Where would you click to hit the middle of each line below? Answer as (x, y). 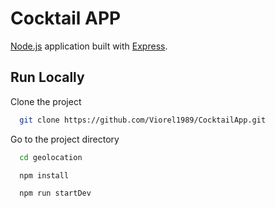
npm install (44, 175)
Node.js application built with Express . (89, 46)
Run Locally (47, 77)
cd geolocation (51, 157)
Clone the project (46, 101)
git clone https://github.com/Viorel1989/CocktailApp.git (143, 120)
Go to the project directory (65, 139)
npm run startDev (55, 193)
